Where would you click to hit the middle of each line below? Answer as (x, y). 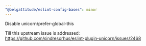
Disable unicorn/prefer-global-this (40, 23)
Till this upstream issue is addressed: (42, 33)
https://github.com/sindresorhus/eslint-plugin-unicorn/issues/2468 (73, 38)
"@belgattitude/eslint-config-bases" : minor (51, 10)
